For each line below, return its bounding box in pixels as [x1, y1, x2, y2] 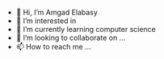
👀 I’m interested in [15, 16, 77, 26]
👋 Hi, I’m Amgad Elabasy [15, 8, 99, 17]
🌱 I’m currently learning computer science [15, 25, 156, 33]
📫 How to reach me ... [15, 42, 91, 51]
